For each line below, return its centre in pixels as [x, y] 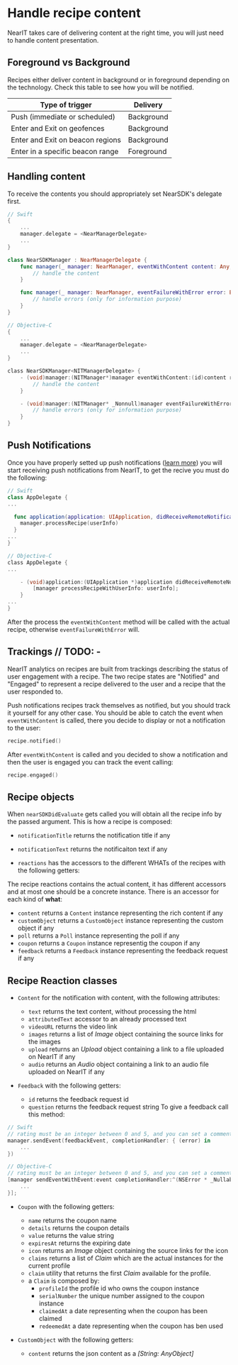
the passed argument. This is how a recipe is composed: [90, 822]
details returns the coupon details [79, 1228]
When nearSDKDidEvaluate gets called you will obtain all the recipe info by [114, 814]
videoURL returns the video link [73, 1026]
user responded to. [35, 691]
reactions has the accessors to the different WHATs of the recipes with [121, 863]
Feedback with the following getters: [69, 1086]
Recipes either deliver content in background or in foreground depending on [119, 80]
